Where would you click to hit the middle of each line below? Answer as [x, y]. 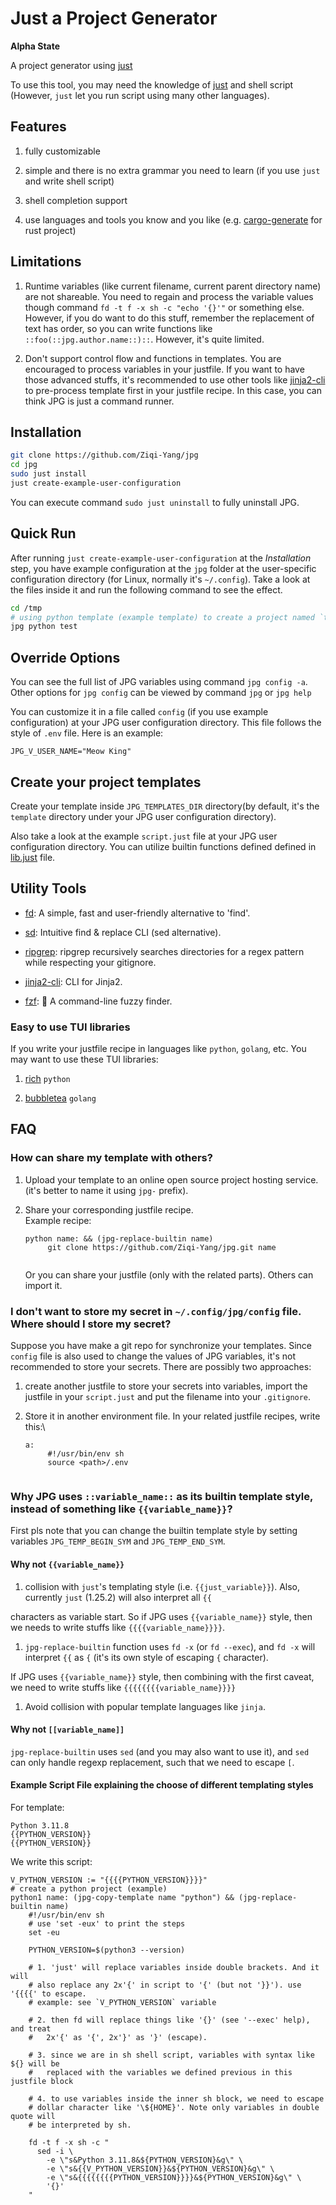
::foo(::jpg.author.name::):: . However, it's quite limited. [144, 339]
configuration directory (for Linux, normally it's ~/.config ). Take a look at [160, 579]
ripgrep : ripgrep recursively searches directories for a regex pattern [164, 951]
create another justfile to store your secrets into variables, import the [166, 1386]
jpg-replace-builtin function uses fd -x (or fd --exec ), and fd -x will [170, 1646]
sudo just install [48, 474]
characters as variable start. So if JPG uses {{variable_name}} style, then [161, 1616]
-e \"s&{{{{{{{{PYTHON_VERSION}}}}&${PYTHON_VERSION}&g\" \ [174, 2177]
